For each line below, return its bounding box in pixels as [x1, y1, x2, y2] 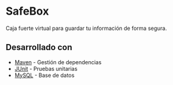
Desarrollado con [5, 42, 72, 53]
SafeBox [5, 4, 49, 18]
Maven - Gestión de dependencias [14, 58, 102, 65]
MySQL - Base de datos [14, 72, 75, 79]
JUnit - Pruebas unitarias [14, 65, 77, 72]
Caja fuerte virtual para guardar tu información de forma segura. [5, 24, 167, 32]
